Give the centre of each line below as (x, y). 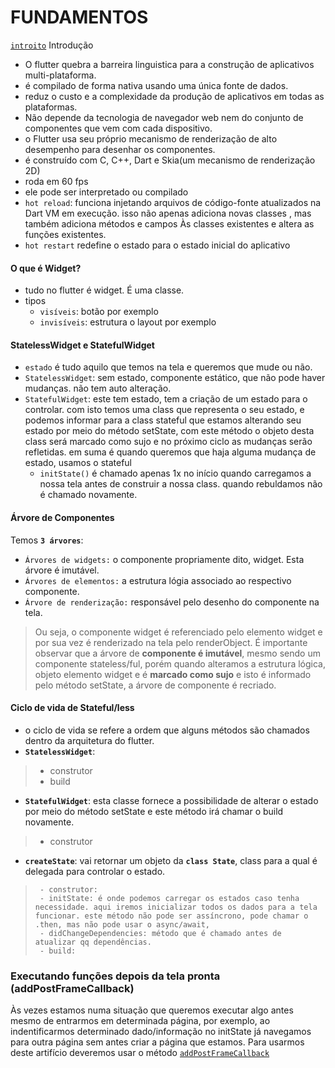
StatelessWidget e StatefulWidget (82, 345)
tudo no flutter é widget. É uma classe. (104, 290)
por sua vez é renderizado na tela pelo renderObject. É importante (171, 642)
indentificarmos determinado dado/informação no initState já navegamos (161, 1032)
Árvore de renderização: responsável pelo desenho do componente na (172, 602)
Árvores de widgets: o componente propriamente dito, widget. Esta (164, 559)
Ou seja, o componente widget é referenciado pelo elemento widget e (178, 632)
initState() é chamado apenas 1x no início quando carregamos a (175, 473)
